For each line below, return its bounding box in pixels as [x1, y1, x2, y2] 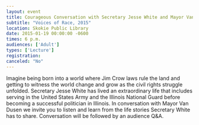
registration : [6, 53, 41, 59]
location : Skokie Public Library [6, 25, 89, 31]
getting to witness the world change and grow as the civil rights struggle [6, 81, 183, 88]
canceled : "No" [6, 58, 44, 64]
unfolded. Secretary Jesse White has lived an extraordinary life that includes [6, 87, 192, 94]
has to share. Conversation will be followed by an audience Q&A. [6, 112, 164, 119]
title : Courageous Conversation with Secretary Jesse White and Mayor [6, 14, 184, 20]
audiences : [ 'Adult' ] [6, 42, 60, 48]
